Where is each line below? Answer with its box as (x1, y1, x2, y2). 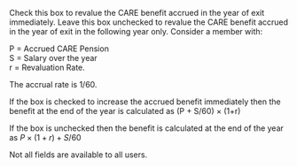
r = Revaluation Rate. (9, 62, 86, 72)
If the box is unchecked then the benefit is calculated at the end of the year (9, 123, 284, 133)
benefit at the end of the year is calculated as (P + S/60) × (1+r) (9, 106, 241, 116)
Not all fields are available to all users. (9, 149, 148, 160)
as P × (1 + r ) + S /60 (9, 133, 82, 142)
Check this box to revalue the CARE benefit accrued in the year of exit (9, 8, 264, 18)
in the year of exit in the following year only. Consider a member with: (9, 27, 263, 36)
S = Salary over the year (9, 53, 98, 63)
